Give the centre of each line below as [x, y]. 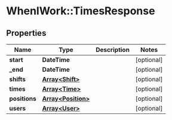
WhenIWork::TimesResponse [81, 11]
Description [113, 50]
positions [23, 99]
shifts [17, 79]
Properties [26, 33]
